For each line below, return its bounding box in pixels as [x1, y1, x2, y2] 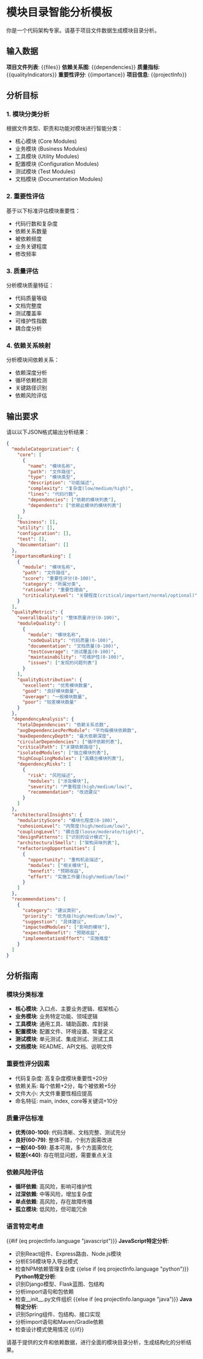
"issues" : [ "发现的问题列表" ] [28, 660, 98, 666]
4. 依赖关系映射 [6, 341, 51, 350]
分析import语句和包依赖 [14, 1288, 74, 1295]
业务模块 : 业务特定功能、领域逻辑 [14, 1013, 98, 1020]
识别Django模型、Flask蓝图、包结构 [14, 1280, 105, 1288]
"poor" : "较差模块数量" [22, 699, 77, 706]
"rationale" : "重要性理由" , [22, 586, 89, 593]
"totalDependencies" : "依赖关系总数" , [17, 721, 109, 728]
